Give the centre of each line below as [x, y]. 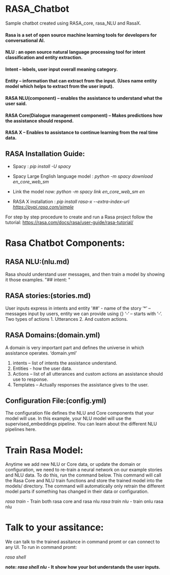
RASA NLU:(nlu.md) [38, 262]
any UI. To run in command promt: [41, 547]
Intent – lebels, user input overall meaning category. [62, 69]
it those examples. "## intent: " [38, 279]
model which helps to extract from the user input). [60, 86]
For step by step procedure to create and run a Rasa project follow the [79, 217]
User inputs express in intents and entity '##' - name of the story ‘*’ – [78, 308]
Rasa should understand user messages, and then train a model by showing [85, 274]
